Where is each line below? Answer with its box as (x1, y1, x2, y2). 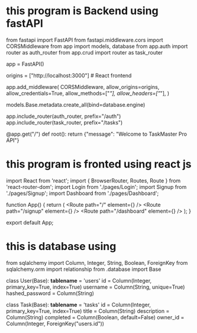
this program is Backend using (6, 4, 159, 18)
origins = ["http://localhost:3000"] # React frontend (6, 72, 132, 79)
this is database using (6, 240, 117, 253)
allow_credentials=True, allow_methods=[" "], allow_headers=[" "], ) (6, 89, 170, 97)
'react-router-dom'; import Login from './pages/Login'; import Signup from (6, 183, 187, 190)
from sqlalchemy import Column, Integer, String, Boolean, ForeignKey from (6, 259, 188, 266)
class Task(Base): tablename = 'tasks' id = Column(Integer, (6, 301, 151, 308)
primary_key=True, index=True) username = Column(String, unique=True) (6, 283, 185, 290)
